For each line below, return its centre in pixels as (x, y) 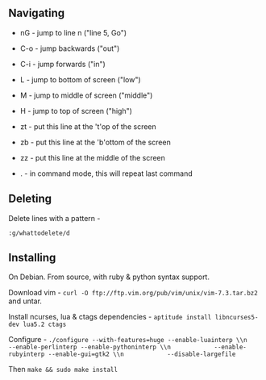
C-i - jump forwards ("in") (63, 64)
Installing (32, 258)
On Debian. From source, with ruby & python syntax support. (109, 277)
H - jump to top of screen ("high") (76, 111)
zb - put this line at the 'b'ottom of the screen (95, 142)
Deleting (30, 199)
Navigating (37, 13)
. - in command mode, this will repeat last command (106, 173)
